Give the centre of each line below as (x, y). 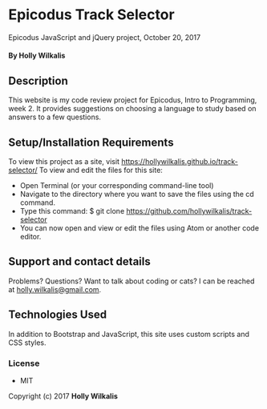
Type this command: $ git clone (72, 211)
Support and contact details (79, 262)
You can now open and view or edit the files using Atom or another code (139, 228)
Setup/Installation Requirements (91, 142)
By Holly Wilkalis (37, 56)
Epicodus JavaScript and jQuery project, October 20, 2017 (105, 37)
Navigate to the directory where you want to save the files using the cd (137, 194)
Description (38, 80)
